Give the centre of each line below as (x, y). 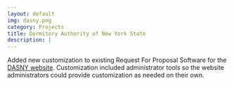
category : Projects (36, 27)
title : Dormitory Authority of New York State (77, 33)
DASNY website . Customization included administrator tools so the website (116, 68)
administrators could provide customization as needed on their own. (106, 75)
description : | (30, 40)
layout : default (31, 14)
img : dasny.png (30, 20)
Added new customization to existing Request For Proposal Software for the (117, 60)
